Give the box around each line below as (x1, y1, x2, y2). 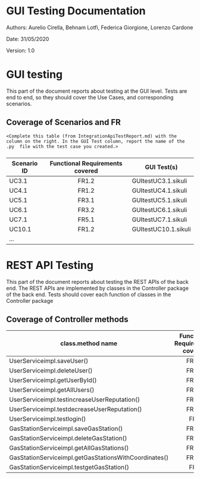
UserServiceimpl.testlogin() (9, 415, 86, 423)
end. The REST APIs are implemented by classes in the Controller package (6, 284, 189, 292)
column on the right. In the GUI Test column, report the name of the (6, 138, 185, 144)
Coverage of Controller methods (6, 314, 129, 324)
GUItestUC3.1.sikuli (132, 177, 187, 185)
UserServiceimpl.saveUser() (9, 357, 89, 365)
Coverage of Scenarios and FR (6, 117, 121, 127)
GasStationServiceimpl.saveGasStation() (9, 424, 123, 433)
